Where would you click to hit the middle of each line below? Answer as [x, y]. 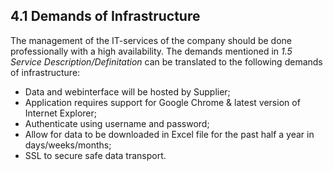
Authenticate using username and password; [117, 123]
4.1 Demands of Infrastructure [105, 16]
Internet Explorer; [60, 113]
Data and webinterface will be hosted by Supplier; [127, 91]
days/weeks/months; [68, 145]
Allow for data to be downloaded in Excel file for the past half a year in [169, 134]
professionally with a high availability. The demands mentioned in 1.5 [151, 51]
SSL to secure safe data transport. [95, 155]
